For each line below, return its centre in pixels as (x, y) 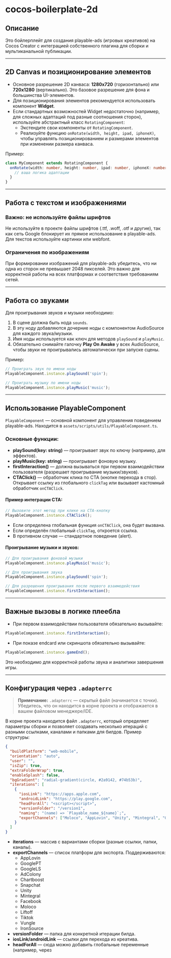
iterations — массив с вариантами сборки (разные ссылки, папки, (85, 842)
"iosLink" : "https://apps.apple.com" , (60, 794)
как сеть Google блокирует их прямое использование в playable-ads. (81, 233)
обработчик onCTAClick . (38, 488)
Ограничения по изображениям (47, 252)
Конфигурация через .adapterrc (59, 688)
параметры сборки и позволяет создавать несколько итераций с (76, 727)
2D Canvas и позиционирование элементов (78, 72)
